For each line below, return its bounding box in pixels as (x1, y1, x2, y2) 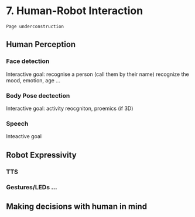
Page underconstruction (6, 24, 64, 29)
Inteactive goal (6, 133, 42, 140)
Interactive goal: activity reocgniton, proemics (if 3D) (6, 105, 134, 112)
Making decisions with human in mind (6, 201, 148, 211)
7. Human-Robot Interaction (6, 4, 143, 18)
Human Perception (6, 39, 76, 49)
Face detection (6, 57, 50, 65)
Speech (6, 119, 29, 128)
